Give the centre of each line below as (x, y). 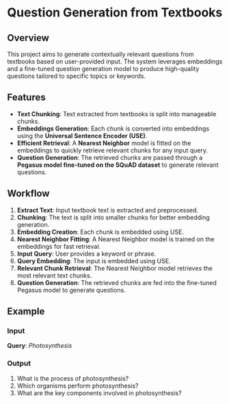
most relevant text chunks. (54, 275)
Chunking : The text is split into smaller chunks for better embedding (113, 217)
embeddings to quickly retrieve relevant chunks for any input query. (112, 150)
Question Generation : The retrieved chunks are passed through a (110, 157)
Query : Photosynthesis (40, 346)
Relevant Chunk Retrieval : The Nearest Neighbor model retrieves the (115, 268)
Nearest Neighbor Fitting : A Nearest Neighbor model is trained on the (116, 239)
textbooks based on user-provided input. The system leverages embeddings (115, 62)
